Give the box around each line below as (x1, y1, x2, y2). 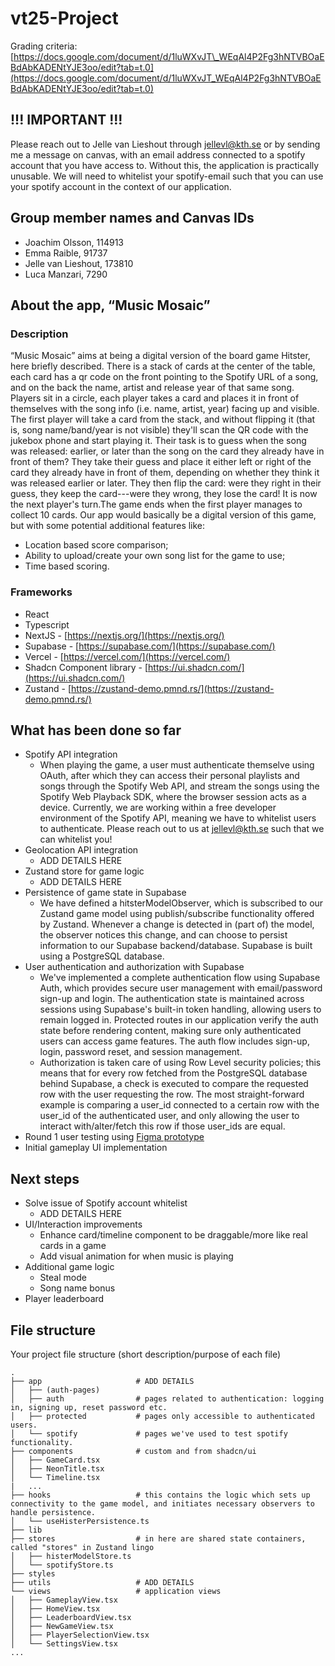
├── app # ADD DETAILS (10, 1376, 195, 1386)
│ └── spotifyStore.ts (10, 1560, 114, 1570)
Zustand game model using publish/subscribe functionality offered (39, 908, 315, 920)
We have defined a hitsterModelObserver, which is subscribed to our (39, 897, 324, 909)
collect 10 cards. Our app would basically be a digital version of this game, (10, 509, 317, 521)
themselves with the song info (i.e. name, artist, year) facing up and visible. (10, 403, 320, 415)
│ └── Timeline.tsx (10, 1472, 101, 1482)
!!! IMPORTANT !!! (10, 112, 123, 129)
